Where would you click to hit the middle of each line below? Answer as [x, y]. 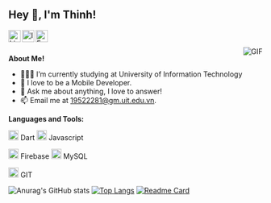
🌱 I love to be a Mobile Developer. [76, 82]
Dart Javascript [52, 137]
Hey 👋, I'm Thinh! [52, 15]
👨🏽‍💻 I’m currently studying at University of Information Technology [131, 74]
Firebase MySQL [54, 156]
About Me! [27, 58]
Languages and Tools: [46, 118]
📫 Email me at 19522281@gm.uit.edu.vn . [88, 100]
